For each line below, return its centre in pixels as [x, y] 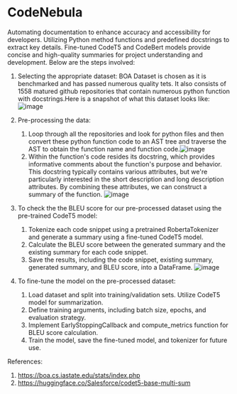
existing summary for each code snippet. [88, 252]
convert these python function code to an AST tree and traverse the [127, 141]
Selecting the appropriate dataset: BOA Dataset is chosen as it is [112, 76]
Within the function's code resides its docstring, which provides [121, 156]
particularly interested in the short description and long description [126, 179]
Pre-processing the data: [54, 120]
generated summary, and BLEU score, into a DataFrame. [110, 267]
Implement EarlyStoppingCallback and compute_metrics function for [128, 325]
